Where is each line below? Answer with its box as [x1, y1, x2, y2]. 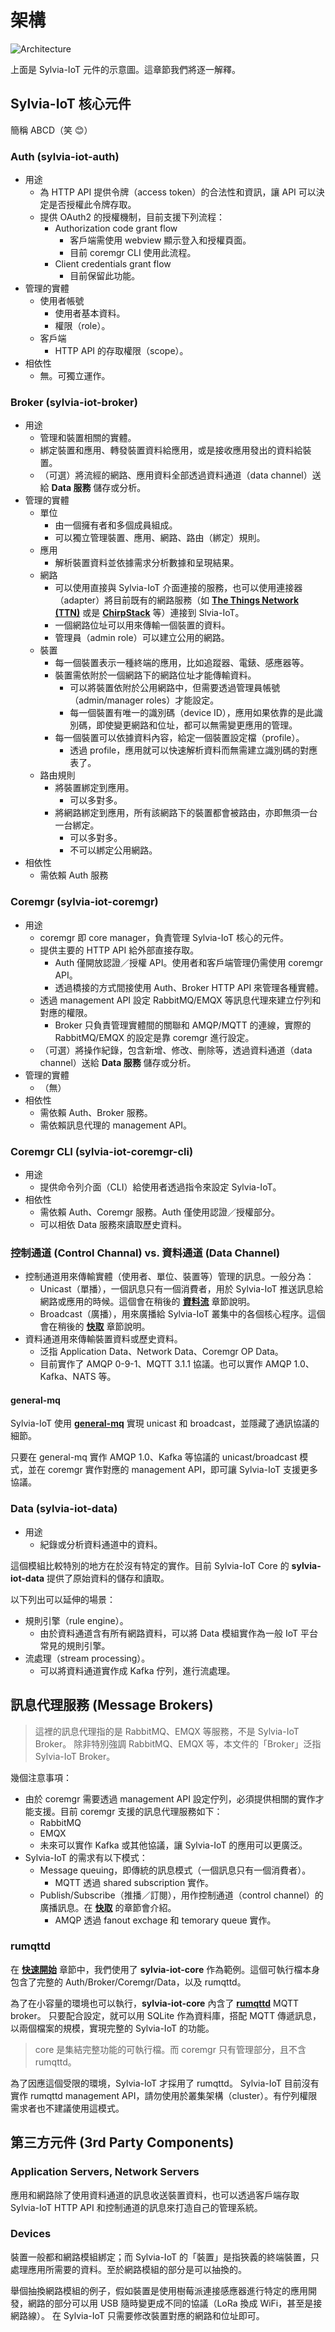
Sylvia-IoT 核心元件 [10, 96, 132, 113]
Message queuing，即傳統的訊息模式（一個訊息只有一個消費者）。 [39, 1864, 312, 1876]
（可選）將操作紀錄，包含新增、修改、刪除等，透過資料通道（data [39, 1044, 313, 1056]
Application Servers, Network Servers [10, 2165, 200, 2179]
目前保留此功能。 [69, 270, 141, 282]
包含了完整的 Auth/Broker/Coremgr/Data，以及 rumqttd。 [10, 1976, 247, 1988]
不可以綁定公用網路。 [69, 844, 158, 856]
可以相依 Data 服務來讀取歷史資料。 [39, 1218, 187, 1230]
